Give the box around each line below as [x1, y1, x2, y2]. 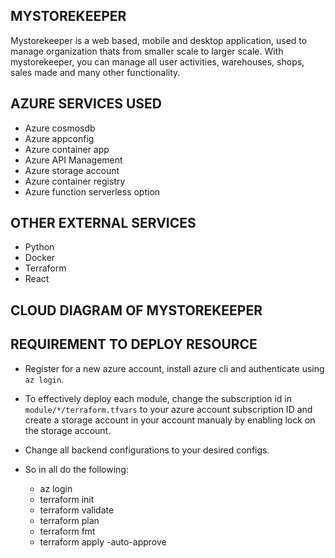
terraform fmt [39, 525, 96, 537]
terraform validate [39, 504, 115, 516]
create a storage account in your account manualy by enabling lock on [24, 414, 316, 426]
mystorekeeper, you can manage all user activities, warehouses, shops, [10, 55, 305, 68]
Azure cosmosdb [24, 122, 96, 134]
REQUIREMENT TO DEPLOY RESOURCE [10, 336, 258, 353]
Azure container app [24, 143, 110, 155]
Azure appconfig [24, 132, 95, 144]
